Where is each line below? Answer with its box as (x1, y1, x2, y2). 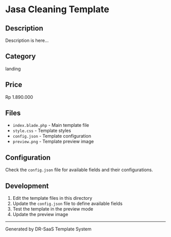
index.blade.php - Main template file (12, 122, 89, 128)
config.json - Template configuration (12, 133, 92, 139)
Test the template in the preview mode (12, 206, 94, 212)
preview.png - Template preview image (12, 139, 94, 145)
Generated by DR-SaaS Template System (5, 226, 92, 232)
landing (5, 65, 21, 72)
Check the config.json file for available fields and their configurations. (5, 167, 153, 173)
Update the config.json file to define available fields (12, 200, 123, 207)
